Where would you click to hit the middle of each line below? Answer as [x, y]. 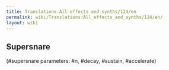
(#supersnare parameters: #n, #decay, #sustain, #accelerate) [81, 61]
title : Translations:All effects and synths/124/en [71, 12]
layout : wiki [22, 23]
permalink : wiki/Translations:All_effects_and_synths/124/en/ [84, 17]
